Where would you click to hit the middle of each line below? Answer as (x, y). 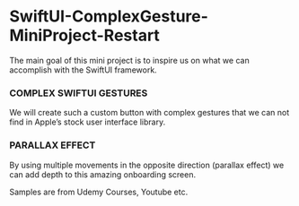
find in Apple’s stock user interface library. (88, 122)
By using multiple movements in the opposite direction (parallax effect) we (147, 165)
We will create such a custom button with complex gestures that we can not (149, 113)
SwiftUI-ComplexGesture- (109, 17)
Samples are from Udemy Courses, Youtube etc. (99, 192)
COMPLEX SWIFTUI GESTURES (79, 93)
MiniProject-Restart (84, 35)
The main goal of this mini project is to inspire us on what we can (129, 60)
